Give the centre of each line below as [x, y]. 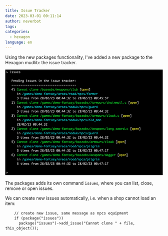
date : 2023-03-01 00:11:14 [33, 16]
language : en [19, 43]
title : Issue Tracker [28, 11]
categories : [17, 32]
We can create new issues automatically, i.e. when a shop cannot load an [80, 198]
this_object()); [22, 228]
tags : [11, 27]
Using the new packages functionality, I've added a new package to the [79, 57]
